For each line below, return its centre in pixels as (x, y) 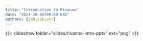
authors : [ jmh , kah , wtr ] (31, 19)
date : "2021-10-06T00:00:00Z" (38, 14)
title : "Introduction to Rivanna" (42, 10)
